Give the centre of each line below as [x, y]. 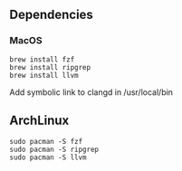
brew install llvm [44, 75]
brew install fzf [42, 59]
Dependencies [51, 15]
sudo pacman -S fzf [46, 141]
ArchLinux [39, 121]
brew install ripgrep [50, 67]
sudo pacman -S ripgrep [54, 149]
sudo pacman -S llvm [48, 157]
